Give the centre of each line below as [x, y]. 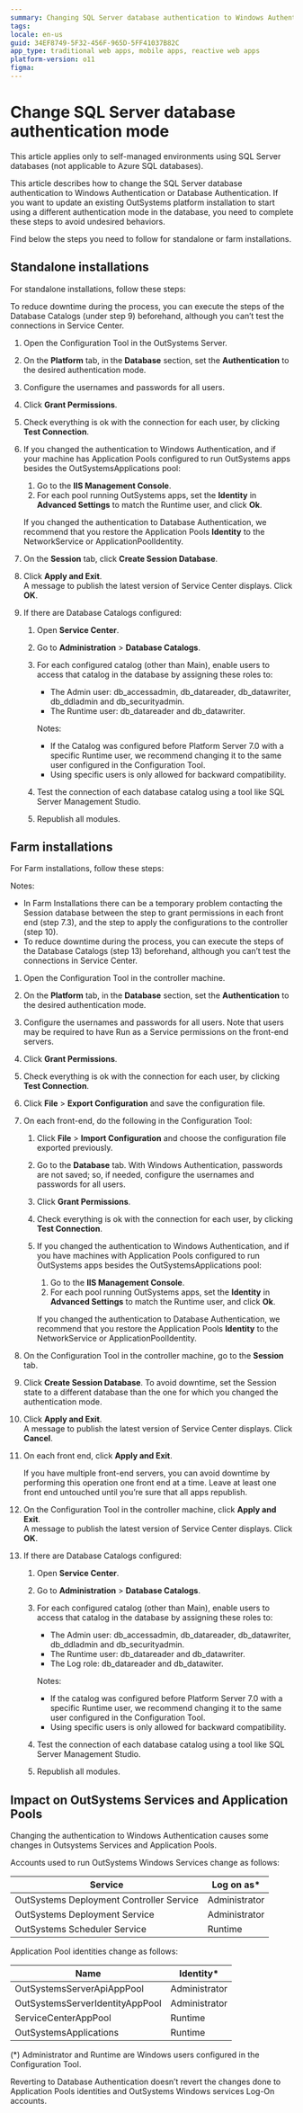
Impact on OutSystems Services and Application [149, 1800]
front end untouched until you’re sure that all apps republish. [135, 1493]
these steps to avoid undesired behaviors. [88, 221]
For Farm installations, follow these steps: [87, 869]
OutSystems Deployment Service [85, 1914]
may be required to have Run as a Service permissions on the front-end [156, 1032]
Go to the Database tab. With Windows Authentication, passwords [160, 1165]
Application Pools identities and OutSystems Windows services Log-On [143, 2091]
